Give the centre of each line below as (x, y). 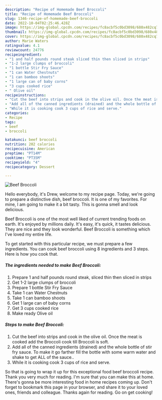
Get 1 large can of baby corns (41, 303)
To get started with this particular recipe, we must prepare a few (69, 244)
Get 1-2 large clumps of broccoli (44, 283)
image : (12, 28)
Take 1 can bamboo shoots (39, 298)
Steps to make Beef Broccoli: (34, 324)
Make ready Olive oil (32, 313)
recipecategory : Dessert (30, 167)
